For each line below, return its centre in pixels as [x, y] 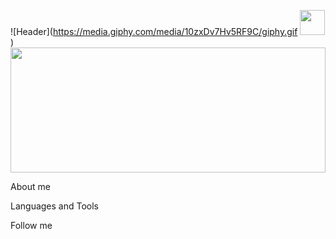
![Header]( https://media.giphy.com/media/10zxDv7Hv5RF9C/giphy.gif [154, 31]
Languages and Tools [55, 206]
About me [30, 186]
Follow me [31, 225]
